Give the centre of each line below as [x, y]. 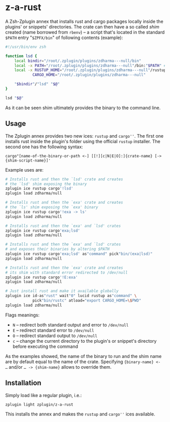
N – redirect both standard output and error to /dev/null [71, 324]
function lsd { [21, 56]
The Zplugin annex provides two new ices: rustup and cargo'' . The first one [84, 136]
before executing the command [45, 346]
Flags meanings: [22, 315]
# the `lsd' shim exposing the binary [46, 184]
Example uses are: [25, 170]
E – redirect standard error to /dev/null [53, 330]
